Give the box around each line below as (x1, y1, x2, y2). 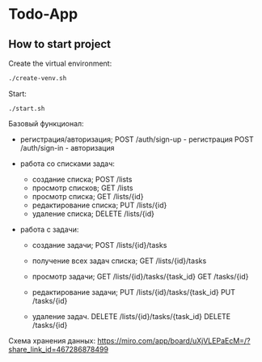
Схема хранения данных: (8, 335, 96, 345)
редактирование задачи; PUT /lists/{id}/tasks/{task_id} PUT (32, 287, 236, 296)
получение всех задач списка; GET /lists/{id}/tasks (32, 256, 207, 266)
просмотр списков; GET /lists (32, 183, 133, 193)
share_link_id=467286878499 (8, 344, 109, 354)
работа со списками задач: (19, 159, 116, 168)
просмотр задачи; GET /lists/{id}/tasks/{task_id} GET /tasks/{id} (32, 271, 249, 281)
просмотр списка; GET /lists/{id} (32, 191, 144, 201)
